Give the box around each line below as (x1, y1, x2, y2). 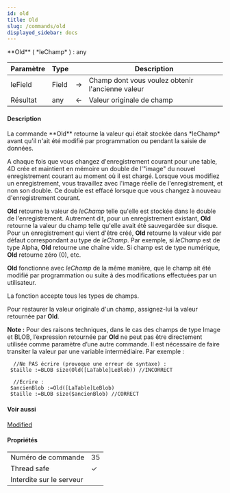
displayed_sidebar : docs (7, 29, 78, 36)
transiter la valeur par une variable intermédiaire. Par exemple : (7, 347, 185, 356)
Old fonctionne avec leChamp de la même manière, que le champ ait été (7, 264, 212, 273)
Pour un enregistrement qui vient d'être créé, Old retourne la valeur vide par (7, 229, 222, 237)
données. (7, 144, 34, 153)
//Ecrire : (13, 379, 44, 385)
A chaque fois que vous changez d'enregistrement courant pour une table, (7, 157, 218, 166)
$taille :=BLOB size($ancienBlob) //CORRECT (10, 391, 139, 398)
